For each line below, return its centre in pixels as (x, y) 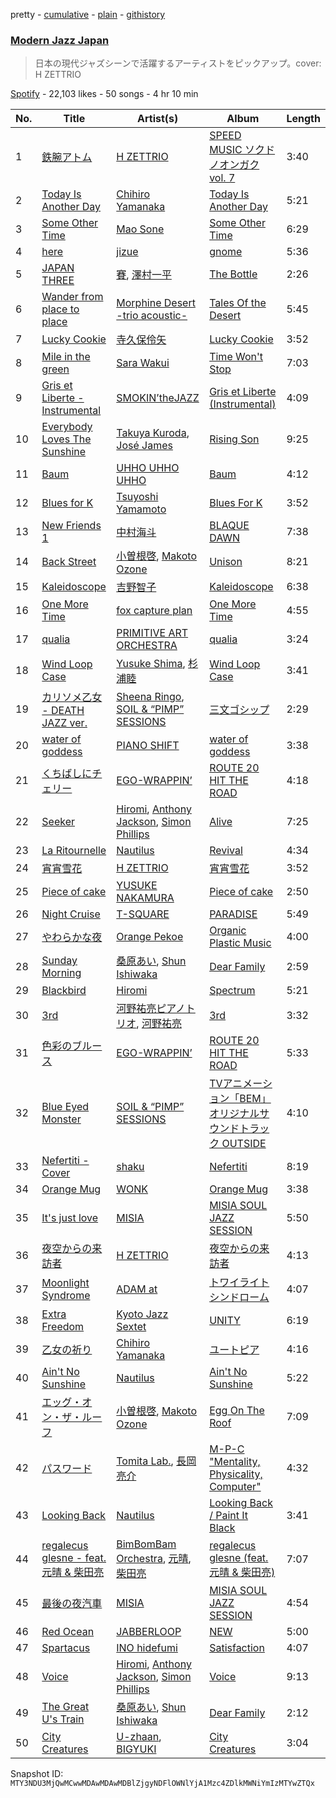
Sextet (131, 1327)
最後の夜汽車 (72, 1604)
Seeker (58, 822)
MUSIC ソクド (242, 150)
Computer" (235, 1487)
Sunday (59, 961)
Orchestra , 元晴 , (154, 1559)
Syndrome (66, 1296)
